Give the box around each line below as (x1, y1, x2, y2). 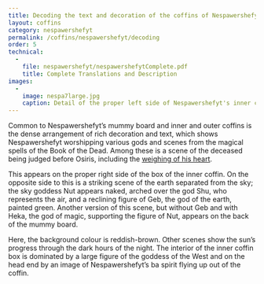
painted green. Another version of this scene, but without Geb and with (8, 203, 238, 212)
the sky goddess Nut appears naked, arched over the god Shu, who (8, 186, 228, 196)
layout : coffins (8, 19, 61, 27)
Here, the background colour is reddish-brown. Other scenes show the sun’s (8, 235, 256, 245)
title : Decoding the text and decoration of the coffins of (8, 11, 210, 20)
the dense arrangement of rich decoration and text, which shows (8, 129, 218, 138)
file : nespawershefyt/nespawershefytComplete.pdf (22, 63, 189, 71)
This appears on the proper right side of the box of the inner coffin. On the (8, 170, 249, 179)
